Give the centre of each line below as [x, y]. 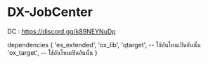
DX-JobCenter [50, 12]
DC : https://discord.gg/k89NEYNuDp [61, 31]
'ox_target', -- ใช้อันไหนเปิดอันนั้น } [52, 52]
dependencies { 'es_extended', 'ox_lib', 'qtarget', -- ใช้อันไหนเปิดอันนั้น [104, 45]
